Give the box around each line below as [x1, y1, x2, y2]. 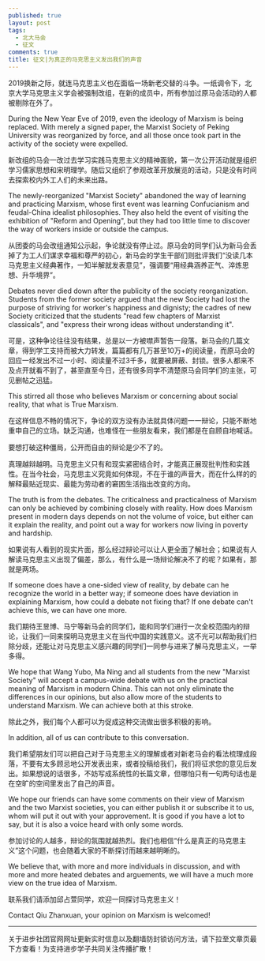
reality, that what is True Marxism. [8, 400, 118, 409]
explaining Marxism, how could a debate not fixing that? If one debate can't [8, 597, 254, 606]
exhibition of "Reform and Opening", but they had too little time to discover [8, 216, 251, 225]
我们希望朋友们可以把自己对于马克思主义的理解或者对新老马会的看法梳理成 [8, 749, 250, 758]
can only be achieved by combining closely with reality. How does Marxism [8, 503, 253, 512]
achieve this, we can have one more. [8, 605, 128, 614]
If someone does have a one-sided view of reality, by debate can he [8, 580, 230, 589]
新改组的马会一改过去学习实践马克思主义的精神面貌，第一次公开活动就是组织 [8, 155, 257, 164]
